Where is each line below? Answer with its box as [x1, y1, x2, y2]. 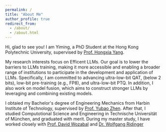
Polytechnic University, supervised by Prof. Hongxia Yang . [5, 49, 125, 55]
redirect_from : [5, 21, 37, 26]
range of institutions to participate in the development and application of [5, 69, 153, 75]
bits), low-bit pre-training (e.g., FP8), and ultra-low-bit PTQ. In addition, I [5, 80, 154, 86]
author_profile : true [5, 16, 50, 21]
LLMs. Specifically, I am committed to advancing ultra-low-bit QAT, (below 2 [5, 75, 162, 80]
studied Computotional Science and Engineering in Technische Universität [5, 111, 158, 117]
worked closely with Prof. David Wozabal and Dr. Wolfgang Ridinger [5, 121, 144, 127]
